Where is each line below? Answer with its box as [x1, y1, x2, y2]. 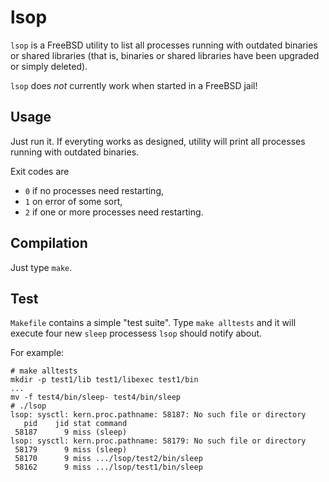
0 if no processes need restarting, [24, 184, 165, 196]
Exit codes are [10, 165, 70, 177]
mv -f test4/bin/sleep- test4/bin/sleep [10, 392, 182, 403]
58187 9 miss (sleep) [14, 427, 128, 438]
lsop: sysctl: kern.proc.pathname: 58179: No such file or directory [10, 436, 307, 446]
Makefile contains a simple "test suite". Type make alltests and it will [10, 317, 297, 329]
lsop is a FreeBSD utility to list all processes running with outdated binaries [10, 39, 318, 51]
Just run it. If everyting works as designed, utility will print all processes [10, 135, 306, 147]
